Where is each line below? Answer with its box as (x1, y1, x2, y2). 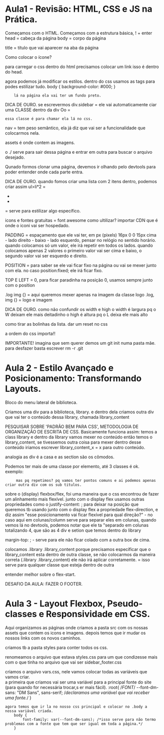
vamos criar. (5, 674, 30, 680)
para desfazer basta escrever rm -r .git (5, 345, 83, 351)
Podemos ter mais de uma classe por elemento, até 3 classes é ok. (5, 463, 140, 469)
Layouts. (5, 383, 41, 395)
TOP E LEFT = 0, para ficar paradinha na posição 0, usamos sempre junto (5, 277, 153, 283)
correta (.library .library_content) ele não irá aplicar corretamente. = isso (5, 557, 150, 563)
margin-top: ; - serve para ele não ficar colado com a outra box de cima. (5, 537, 150, 543)
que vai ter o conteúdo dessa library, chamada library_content (5, 414, 129, 420)
